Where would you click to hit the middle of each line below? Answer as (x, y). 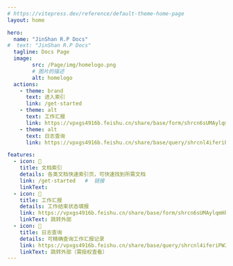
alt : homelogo (52, 78)
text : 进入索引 (45, 97)
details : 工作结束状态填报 (54, 207)
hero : (15, 33)
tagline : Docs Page (42, 52)
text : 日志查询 (45, 136)
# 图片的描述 (48, 71)
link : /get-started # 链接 (62, 181)
